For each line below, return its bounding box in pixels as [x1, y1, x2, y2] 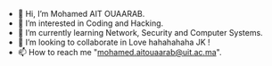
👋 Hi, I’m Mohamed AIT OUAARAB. [17, 9, 145, 19]
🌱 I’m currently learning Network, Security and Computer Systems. [17, 28, 263, 37]
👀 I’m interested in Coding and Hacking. [17, 18, 164, 29]
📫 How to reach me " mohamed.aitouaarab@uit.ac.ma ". [17, 47, 222, 57]
